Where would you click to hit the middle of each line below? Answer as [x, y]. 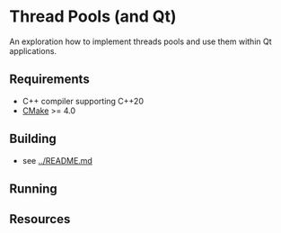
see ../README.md [57, 160]
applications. [33, 50]
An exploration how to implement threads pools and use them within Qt [140, 41]
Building [33, 139]
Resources [40, 219]
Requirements [49, 80]
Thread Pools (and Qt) [93, 17]
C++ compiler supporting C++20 [83, 101]
